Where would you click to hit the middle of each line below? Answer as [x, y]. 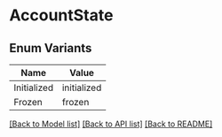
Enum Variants [51, 48]
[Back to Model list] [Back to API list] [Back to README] [111, 124]
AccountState [61, 15]
